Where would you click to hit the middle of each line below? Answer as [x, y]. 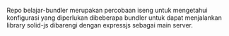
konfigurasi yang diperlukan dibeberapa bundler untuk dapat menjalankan [114, 18]
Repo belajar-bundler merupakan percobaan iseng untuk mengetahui [107, 10]
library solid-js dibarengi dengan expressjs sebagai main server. [100, 25]
